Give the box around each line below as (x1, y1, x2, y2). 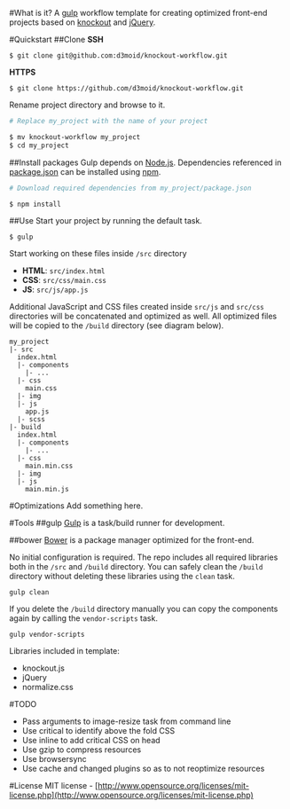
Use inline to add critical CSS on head (21, 735, 161, 746)
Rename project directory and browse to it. (9, 99, 166, 110)
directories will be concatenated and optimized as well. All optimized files (9, 310, 278, 322)
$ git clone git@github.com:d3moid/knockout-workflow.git (9, 51, 228, 60)
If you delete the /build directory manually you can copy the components (9, 603, 278, 615)
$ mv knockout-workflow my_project (9, 132, 141, 141)
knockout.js (21, 663, 65, 673)
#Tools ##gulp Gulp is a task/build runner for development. (9, 518, 225, 529)
